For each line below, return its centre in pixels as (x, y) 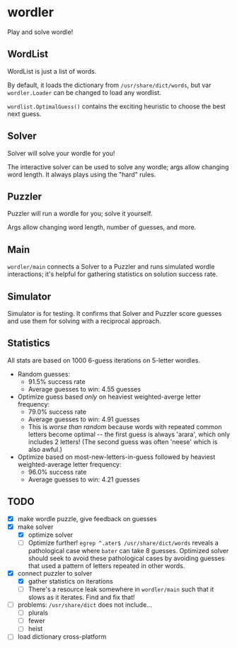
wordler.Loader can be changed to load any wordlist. (84, 92)
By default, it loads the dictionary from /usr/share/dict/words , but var (109, 85)
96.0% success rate (57, 472)
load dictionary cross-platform (62, 637)
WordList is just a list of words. (52, 71)
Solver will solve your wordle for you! (61, 153)
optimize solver (51, 535)
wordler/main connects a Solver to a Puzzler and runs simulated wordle (111, 267)
